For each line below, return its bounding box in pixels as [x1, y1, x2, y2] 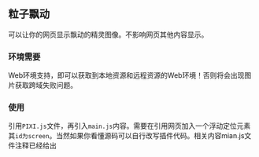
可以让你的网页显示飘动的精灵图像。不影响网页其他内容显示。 [8, 30, 209, 39]
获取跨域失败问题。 [14, 81, 77, 90]
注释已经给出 [14, 141, 57, 151]
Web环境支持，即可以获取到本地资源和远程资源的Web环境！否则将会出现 [8, 71, 245, 80]
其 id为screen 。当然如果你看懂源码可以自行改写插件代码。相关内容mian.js [8, 131, 245, 141]
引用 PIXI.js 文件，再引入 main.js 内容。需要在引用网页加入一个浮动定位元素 [8, 121, 251, 131]
